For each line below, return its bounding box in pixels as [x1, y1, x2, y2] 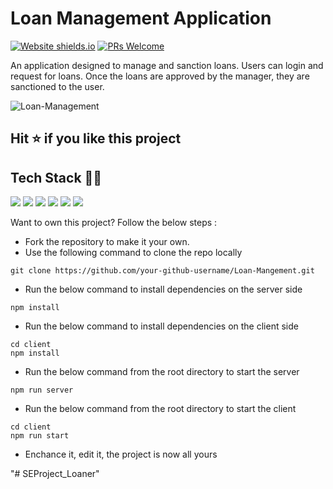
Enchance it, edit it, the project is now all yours [24, 448, 218, 461]
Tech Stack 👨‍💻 [10, 169, 103, 186]
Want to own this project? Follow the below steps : [10, 217, 218, 229]
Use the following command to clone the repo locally [24, 247, 243, 259]
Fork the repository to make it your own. [24, 236, 190, 248]
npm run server [10, 385, 74, 396]
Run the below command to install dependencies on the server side [24, 283, 303, 296]
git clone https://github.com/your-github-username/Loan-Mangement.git [10, 266, 315, 276]
